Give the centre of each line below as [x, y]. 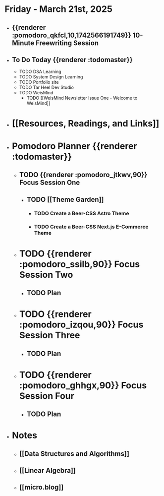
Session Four [47, 396]
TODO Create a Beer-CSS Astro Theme [82, 213]
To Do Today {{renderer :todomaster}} [72, 60]
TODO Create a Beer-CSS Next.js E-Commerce [91, 227]
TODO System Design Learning [51, 77]
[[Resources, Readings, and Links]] [85, 123]
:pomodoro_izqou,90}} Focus [81, 325]
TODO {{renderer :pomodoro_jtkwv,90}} [83, 175]
